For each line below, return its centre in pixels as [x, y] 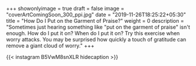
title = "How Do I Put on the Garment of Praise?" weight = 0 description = [95, 21]
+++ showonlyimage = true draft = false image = [65, 8]
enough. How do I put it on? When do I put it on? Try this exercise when [93, 33]
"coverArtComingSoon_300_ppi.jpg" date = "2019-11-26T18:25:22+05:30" [96, 15]
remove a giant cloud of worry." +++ [50, 46]
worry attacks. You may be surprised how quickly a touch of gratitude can [96, 39]
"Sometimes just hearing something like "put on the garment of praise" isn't [98, 27]
